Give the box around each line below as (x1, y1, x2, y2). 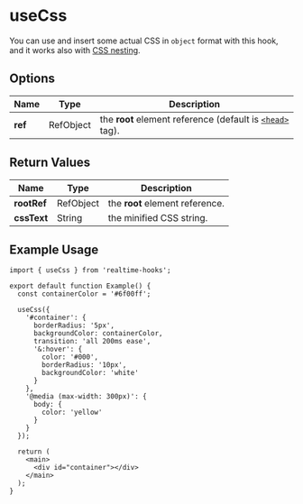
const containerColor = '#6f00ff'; (17, 289, 151, 298)
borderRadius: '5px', (32, 321, 115, 330)
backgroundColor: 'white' (41, 369, 140, 378)
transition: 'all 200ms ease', (32, 337, 151, 346)
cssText (14, 211, 49, 224)
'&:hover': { (32, 344, 83, 354)
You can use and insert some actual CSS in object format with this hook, (9, 35, 279, 46)
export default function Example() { (9, 281, 151, 291)
